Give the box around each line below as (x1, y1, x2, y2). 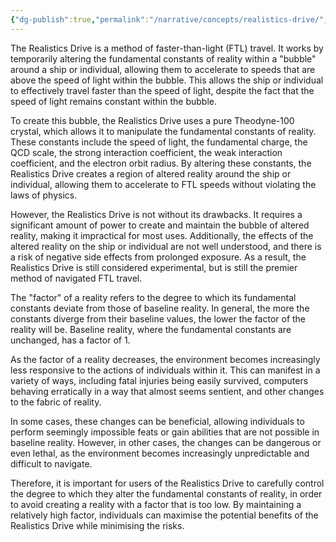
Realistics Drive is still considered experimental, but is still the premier (10, 261, 298, 273)
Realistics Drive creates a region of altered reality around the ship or (10, 167, 292, 180)
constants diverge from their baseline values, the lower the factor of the (10, 312, 307, 325)
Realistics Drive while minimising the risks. (10, 519, 185, 531)
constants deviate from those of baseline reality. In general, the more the (10, 302, 310, 314)
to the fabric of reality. (10, 396, 102, 408)
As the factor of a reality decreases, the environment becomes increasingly (10, 353, 321, 365)
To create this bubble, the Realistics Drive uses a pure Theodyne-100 (10, 114, 295, 126)
